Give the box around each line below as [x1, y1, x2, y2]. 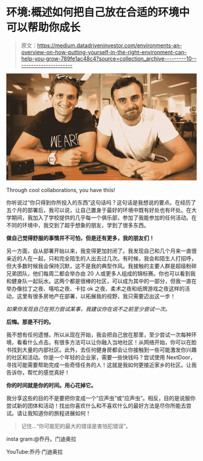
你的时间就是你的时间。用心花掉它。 [6, 382, 97, 389]
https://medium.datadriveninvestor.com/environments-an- [37, 42, 182, 49]
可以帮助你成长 [6, 21, 81, 34]
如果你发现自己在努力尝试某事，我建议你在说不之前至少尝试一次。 [6, 306, 170, 313]
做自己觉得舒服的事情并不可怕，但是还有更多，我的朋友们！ [6, 234, 155, 242]
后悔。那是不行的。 [6, 318, 54, 326]
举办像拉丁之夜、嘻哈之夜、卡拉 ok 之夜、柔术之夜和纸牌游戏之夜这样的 [6, 285, 185, 292]
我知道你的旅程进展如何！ [27, 410, 91, 417]
